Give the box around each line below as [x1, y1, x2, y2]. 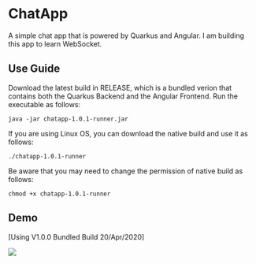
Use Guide [8, 62, 61, 76]
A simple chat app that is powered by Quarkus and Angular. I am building [8, 31, 245, 40]
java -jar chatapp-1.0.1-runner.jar [8, 115, 128, 123]
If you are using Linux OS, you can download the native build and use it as [8, 128, 248, 138]
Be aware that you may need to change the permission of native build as [8, 166, 243, 176]
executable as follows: [8, 99, 81, 109]
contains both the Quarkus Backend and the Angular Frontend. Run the [8, 91, 239, 101]
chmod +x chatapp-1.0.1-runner [8, 190, 111, 198]
